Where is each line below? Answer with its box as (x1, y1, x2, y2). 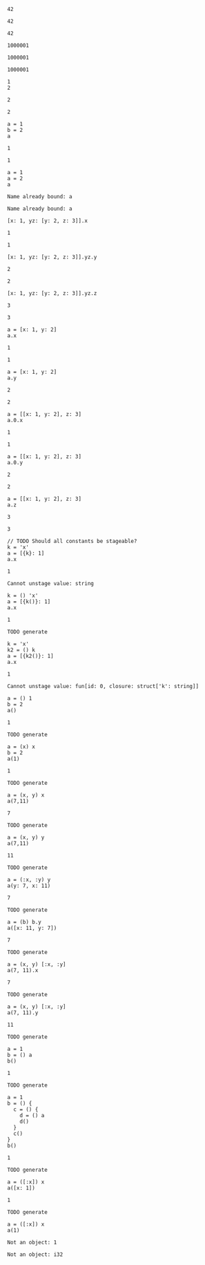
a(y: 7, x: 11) (7, 882, 51, 889)
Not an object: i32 (7, 1251, 64, 1258)
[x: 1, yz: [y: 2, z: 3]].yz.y (7, 254, 97, 260)
